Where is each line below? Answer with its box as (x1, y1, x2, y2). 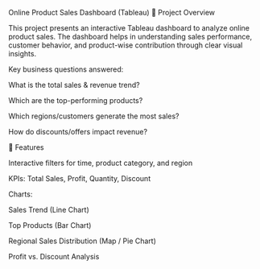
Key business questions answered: (8, 64, 124, 74)
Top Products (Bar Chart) (8, 221, 92, 230)
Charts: (8, 189, 33, 199)
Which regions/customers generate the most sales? (8, 111, 180, 121)
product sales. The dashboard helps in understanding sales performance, (8, 32, 252, 41)
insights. (8, 49, 37, 58)
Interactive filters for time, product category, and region (8, 158, 193, 168)
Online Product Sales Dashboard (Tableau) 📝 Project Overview (8, 8, 216, 17)
